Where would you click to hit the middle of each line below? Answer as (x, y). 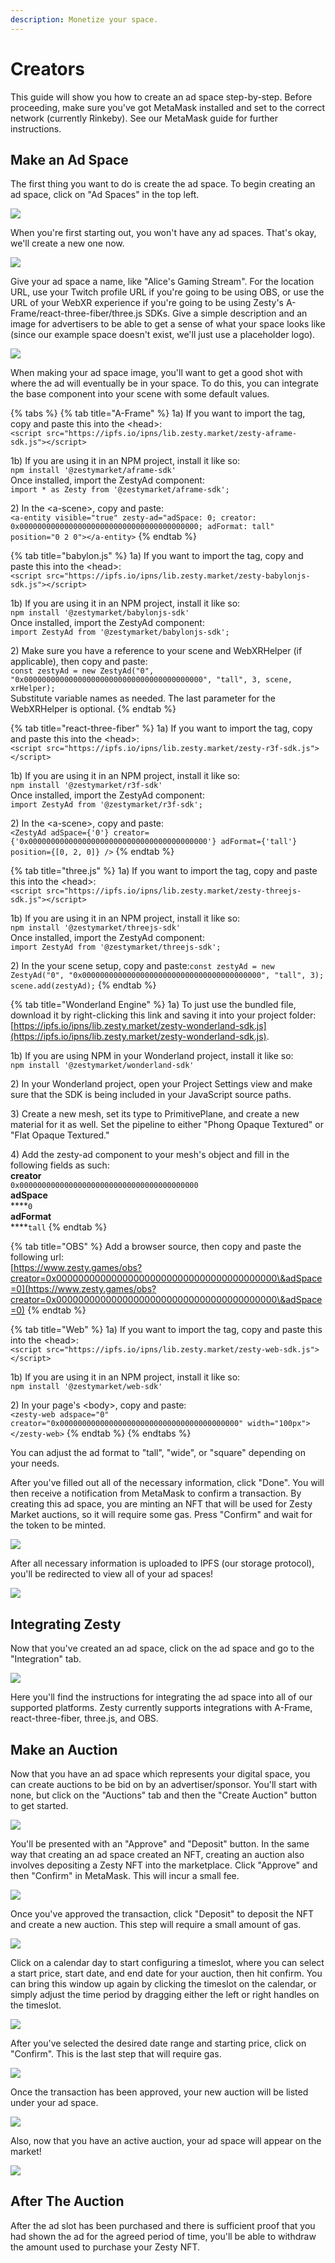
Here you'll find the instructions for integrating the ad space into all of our (161, 1697)
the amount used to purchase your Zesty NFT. (105, 2247)
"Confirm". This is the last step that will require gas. (116, 2054)
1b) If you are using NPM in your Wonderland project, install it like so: (152, 1056)
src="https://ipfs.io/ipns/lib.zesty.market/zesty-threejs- (174, 891)
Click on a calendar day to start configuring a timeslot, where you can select (167, 1962)
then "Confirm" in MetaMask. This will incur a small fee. (125, 1875)
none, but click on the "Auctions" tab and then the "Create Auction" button (164, 1795)
